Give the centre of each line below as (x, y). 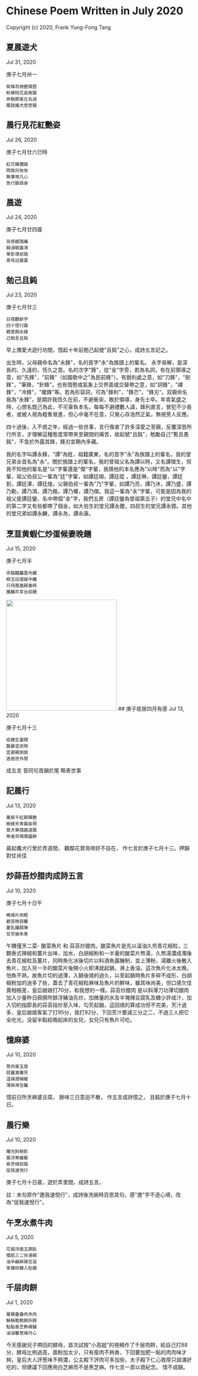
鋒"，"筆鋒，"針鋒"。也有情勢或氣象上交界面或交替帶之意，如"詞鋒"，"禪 (95, 385)
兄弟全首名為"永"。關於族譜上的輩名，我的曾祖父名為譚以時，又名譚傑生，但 (99, 462)
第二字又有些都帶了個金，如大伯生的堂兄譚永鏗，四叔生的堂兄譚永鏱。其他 (101, 506)
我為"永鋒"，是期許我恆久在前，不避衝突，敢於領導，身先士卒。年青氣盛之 (96, 399)
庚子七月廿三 (22, 307)
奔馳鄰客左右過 (22, 99)
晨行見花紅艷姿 (33, 125)
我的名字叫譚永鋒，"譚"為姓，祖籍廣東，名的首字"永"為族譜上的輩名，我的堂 (99, 455)
